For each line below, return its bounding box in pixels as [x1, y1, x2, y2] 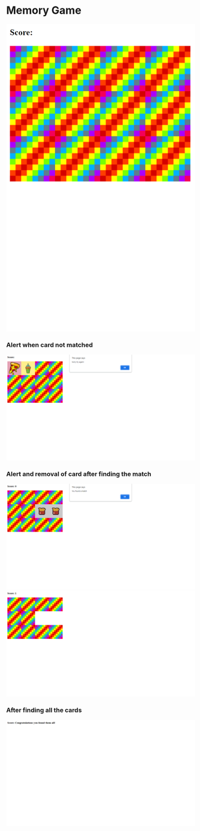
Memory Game [6, 4, 82, 17]
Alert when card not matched [6, 341, 93, 349]
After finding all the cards [6, 706, 82, 714]
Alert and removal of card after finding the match [6, 469, 151, 478]
